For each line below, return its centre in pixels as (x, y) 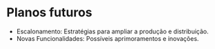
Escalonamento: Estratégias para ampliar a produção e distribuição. (112, 31)
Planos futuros (49, 13)
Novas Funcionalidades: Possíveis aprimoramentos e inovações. (107, 38)
